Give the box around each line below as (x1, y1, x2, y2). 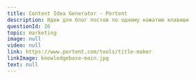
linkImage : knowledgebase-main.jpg (7, 55, 109, 62)
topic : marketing (7, 29, 57, 36)
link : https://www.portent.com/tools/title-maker (7, 49, 153, 56)
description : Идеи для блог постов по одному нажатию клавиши (7, 16, 189, 23)
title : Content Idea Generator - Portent (7, 10, 128, 17)
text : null (7, 61, 39, 68)
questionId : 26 (7, 23, 51, 30)
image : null (7, 36, 41, 43)
